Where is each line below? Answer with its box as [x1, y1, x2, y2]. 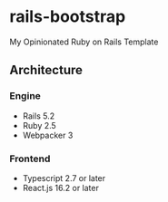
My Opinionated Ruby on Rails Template [9, 36, 159, 47]
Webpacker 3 [22, 130, 74, 140]
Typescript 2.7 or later [22, 172, 106, 183]
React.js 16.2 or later [22, 182, 100, 193]
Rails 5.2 [22, 111, 55, 121]
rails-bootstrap [9, 6, 126, 27]
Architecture [9, 63, 84, 78]
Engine [9, 90, 41, 102]
